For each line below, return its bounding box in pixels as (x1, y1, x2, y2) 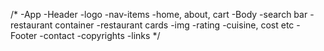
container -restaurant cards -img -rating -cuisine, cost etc (54, 19, 295, 31)
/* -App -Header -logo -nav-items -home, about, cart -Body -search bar (10, 9, 308, 20)
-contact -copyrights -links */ (39, 30, 161, 41)
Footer (10, 30, 38, 41)
